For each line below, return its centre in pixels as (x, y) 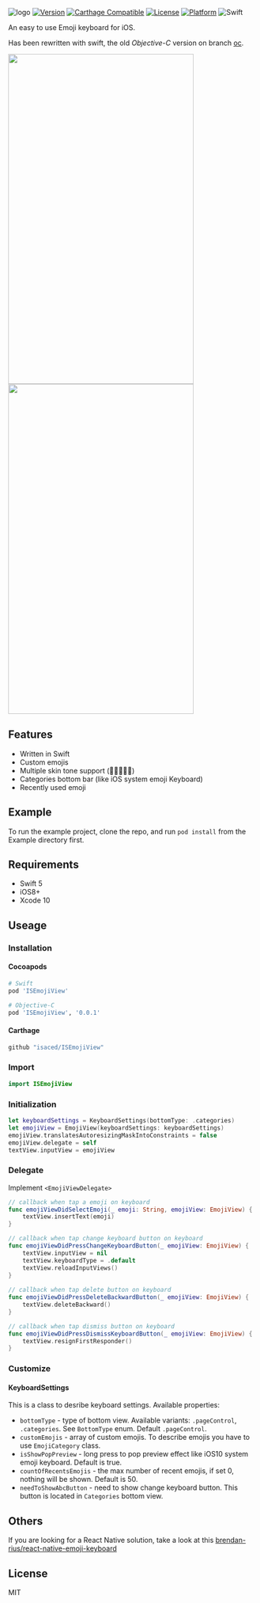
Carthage (24, 1031)
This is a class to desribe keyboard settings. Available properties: (114, 1405)
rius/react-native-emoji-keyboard (62, 1548)
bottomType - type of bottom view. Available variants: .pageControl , (128, 1420)
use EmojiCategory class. (60, 1445)
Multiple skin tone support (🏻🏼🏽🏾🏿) (77, 770)
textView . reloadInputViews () (70, 1268)
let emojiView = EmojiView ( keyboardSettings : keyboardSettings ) (116, 1128)
